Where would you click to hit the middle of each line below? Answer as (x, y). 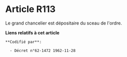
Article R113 (30, 9)
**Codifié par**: (24, 42)
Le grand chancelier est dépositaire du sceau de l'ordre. (64, 23)
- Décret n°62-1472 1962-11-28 (43, 50)
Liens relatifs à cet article (32, 32)
